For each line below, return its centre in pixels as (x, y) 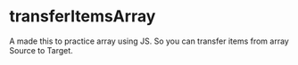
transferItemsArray (83, 16)
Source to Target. (41, 50)
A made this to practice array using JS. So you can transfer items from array (149, 41)
